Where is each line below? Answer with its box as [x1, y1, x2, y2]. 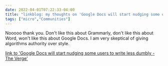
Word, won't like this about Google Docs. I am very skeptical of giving [5, 35, 148, 41]
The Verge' [5, 56, 28, 62]
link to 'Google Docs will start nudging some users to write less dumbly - [5, 50, 155, 56]
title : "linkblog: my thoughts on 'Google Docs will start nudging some [5, 12, 160, 17]
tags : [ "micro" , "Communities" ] [5, 16, 70, 21]
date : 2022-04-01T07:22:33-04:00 [5, 7, 75, 12]
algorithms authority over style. [5, 41, 70, 47]
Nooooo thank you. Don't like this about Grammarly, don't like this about [5, 30, 153, 36]
